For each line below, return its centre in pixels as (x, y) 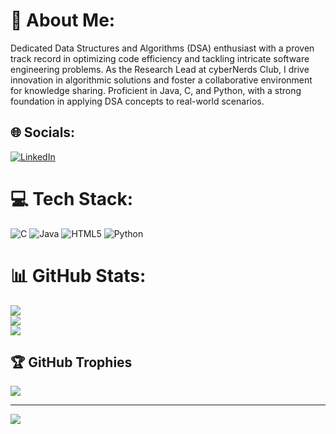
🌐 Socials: (43, 132)
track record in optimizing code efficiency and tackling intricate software (160, 58)
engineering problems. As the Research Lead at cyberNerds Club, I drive (160, 69)
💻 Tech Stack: (72, 198)
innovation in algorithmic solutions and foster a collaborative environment (161, 80)
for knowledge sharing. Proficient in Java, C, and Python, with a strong (156, 90)
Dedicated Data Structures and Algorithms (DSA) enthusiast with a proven (162, 48)
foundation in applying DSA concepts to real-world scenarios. (137, 101)
